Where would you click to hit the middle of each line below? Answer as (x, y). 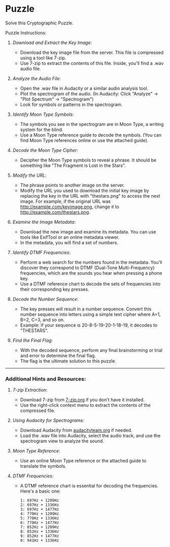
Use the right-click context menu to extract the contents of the (85, 405)
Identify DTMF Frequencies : (41, 252)
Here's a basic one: (40, 491)
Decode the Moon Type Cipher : (45, 150)
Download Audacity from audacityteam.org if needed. (76, 430)
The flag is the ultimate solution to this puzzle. (68, 361)
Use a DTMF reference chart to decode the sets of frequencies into (90, 284)
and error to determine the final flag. (58, 356)
